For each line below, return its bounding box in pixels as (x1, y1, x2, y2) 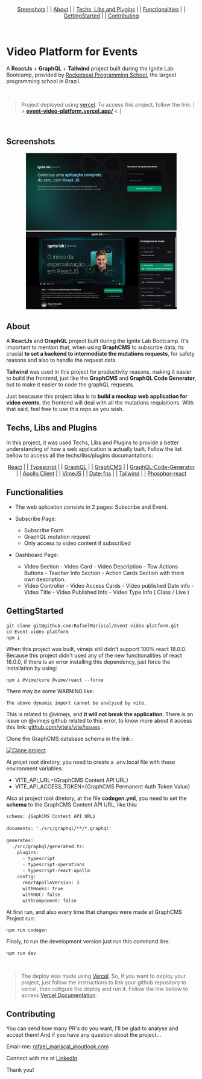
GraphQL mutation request (24, 533, 90, 540)
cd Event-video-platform (6, 629, 69, 635)
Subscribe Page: (14, 515, 57, 522)
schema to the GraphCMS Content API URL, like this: (6, 801, 137, 808)
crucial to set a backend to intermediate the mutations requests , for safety (6, 350, 195, 357)
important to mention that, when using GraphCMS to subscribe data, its (6, 344, 184, 351)
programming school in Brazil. (6, 77, 81, 84)
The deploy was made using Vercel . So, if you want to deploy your (21, 972, 186, 980)
